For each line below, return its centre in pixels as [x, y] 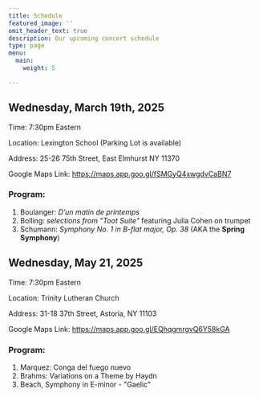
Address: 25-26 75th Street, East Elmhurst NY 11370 [94, 158]
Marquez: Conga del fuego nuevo [75, 367]
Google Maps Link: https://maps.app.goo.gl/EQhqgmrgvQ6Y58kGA [119, 329]
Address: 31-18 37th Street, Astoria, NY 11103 [83, 313]
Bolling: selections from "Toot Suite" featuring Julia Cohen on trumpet [135, 220]
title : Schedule [35, 16]
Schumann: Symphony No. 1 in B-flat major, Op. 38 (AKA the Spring [132, 229]
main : [25, 61]
